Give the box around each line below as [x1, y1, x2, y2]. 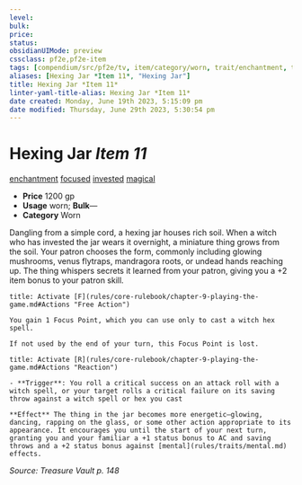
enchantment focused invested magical [9, 173, 155, 184]
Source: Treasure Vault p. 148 [9, 465, 120, 476]
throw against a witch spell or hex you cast [9, 394, 182, 404]
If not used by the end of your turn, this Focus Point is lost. [9, 339, 259, 348]
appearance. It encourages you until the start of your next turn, [9, 426, 268, 436]
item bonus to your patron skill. [9, 275, 124, 286]
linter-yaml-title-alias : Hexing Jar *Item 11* [9, 88, 191, 97]
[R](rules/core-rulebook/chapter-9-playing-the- [73, 356, 259, 365]
